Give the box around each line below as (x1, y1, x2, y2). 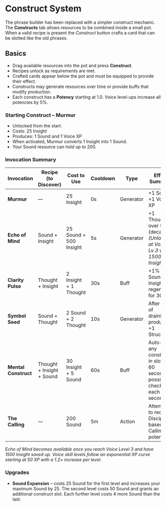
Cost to (67, 172, 85, 179)
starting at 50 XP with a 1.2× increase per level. (5, 457, 102, 463)
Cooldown (90, 175, 115, 182)
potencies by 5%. (12, 99, 48, 105)
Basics (5, 49, 26, 58)
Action (120, 418, 135, 425)
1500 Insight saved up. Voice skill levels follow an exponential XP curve (5, 452, 151, 458)
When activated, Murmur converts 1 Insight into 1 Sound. (12, 139, 127, 145)
